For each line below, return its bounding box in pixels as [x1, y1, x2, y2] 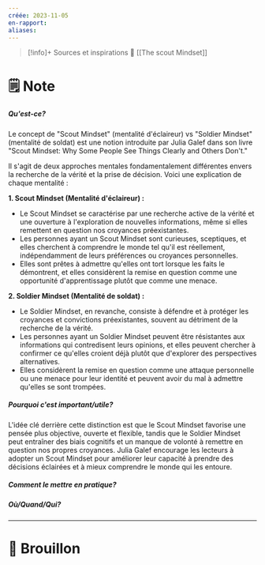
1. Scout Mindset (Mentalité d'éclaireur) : [8, 193, 144, 202]
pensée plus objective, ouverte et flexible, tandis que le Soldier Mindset [8, 428, 241, 438]
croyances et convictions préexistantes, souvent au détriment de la [19, 315, 238, 324]
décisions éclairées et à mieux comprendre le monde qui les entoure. [8, 461, 233, 471]
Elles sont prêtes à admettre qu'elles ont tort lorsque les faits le [19, 258, 225, 269]
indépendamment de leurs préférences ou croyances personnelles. [19, 250, 238, 260]
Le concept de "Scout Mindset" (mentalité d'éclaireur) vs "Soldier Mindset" [8, 129, 252, 138]
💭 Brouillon [8, 540, 81, 558]
